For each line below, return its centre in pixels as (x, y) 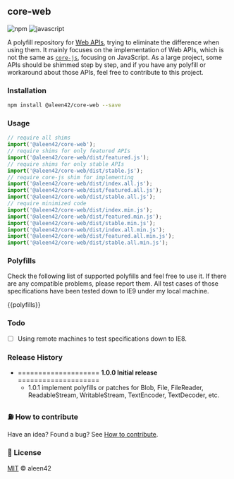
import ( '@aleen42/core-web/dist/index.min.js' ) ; (80, 210)
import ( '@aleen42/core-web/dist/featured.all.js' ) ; (85, 190)
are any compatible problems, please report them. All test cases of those (113, 284)
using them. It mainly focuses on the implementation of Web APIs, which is (116, 49)
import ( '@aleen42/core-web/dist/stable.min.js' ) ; (82, 223)
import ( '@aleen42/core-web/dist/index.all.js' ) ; (80, 184)
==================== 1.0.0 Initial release (87, 372)
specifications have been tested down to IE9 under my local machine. (108, 291)
